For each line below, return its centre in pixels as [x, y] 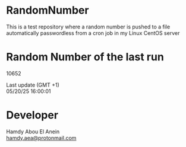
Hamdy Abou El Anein [33, 132]
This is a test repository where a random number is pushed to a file [88, 27]
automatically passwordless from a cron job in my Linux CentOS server [93, 33]
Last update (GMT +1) [33, 85]
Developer [32, 115]
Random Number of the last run [85, 57]
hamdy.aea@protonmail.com [41, 138]
